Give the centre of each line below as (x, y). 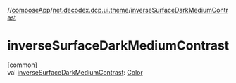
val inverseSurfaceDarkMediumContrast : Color (75, 72)
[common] (22, 65)
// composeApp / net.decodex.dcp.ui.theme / (69, 10)
